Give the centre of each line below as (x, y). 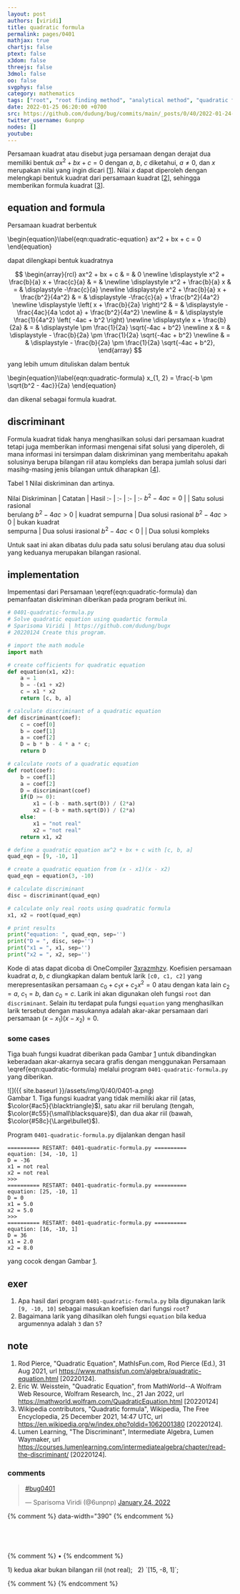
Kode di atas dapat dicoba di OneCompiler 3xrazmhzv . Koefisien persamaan (120, 968)
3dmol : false (27, 74)
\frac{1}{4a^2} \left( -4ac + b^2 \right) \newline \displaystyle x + (107, 319)
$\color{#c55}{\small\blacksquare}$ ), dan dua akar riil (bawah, (100, 1114)
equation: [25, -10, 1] (43, 1192)
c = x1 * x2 (38, 692)
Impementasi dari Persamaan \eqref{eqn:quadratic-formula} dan (102, 592)
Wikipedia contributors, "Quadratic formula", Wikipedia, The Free (113, 1409)
